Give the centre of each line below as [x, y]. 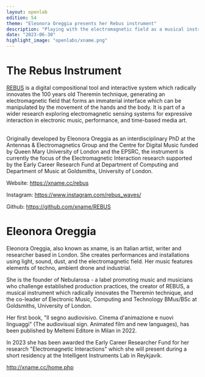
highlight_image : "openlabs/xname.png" [57, 40]
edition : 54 [21, 18]
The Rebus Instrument [64, 71]
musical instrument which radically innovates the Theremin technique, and [100, 293]
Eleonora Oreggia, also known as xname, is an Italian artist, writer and [94, 248]
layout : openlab [27, 12]
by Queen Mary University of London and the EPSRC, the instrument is [95, 151]
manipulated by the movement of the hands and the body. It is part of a [95, 107]
